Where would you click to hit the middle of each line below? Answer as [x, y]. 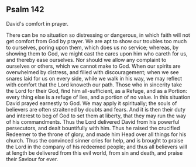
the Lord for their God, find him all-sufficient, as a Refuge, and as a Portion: [97, 91]
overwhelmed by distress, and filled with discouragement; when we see [93, 72]
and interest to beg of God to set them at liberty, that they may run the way [96, 116]
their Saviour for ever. [32, 159]
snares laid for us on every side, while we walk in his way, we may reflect [94, 78]
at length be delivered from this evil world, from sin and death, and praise [94, 153]
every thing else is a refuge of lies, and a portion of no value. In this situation [98, 97]
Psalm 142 [25, 10]
